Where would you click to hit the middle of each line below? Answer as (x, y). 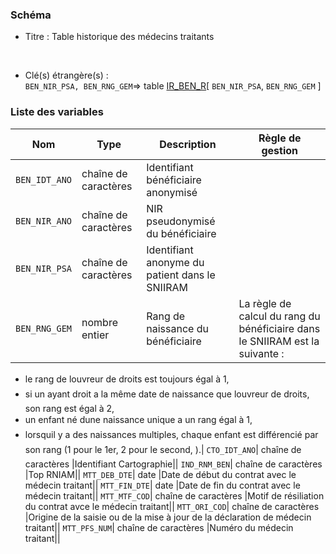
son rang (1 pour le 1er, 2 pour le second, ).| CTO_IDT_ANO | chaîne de (163, 449)
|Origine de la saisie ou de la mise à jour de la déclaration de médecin (168, 517)
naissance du (177, 328)
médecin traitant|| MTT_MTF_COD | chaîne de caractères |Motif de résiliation (174, 495)
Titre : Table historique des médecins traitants (119, 37)
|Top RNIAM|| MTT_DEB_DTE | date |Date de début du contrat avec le (160, 474)
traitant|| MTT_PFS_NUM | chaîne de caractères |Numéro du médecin (159, 527)
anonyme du (175, 262)
